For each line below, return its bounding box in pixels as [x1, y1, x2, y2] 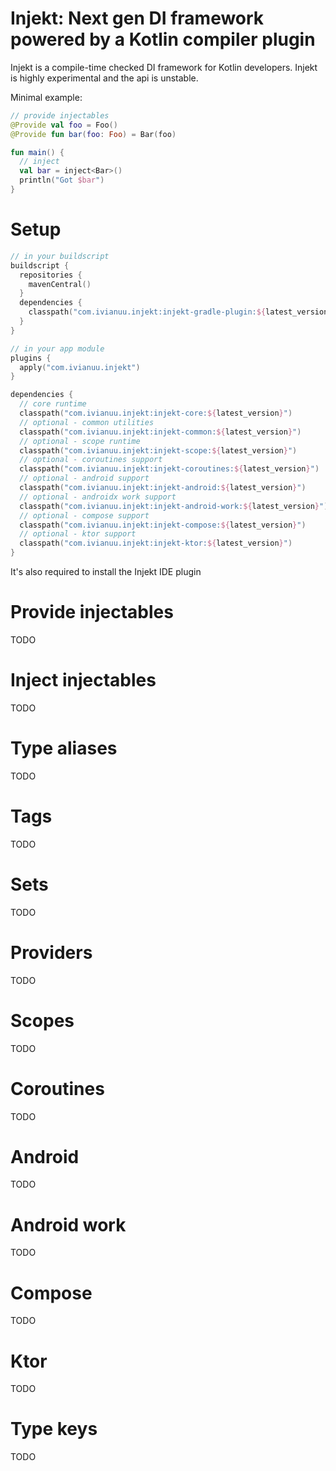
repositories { [19, 270, 83, 280]
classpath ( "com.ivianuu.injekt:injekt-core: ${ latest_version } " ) [19, 408, 293, 418]
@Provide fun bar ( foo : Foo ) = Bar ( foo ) [10, 129, 177, 139]
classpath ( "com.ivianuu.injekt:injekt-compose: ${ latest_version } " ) [19, 520, 307, 530]
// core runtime [19, 399, 87, 409]
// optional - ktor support [19, 529, 137, 539]
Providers [10, 941, 93, 964]
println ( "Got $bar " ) [19, 175, 105, 186]
